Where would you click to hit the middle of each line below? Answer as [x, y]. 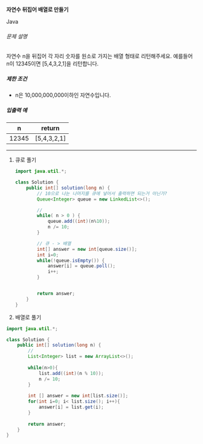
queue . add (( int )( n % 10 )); [79, 221]
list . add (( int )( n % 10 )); [71, 373]
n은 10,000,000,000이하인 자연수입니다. [63, 95]
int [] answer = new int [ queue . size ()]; [87, 249]
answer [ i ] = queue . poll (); [82, 266]
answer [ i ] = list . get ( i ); [71, 407]
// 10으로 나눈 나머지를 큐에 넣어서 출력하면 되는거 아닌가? [102, 193]
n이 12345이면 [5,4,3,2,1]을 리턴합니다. [53, 64]
